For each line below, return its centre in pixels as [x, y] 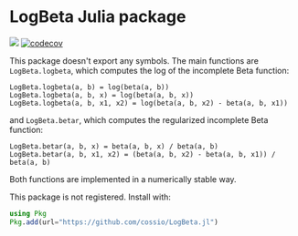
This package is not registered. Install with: [90, 197]
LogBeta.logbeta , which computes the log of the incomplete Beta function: [149, 70]
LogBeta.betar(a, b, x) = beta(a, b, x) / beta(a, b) [114, 146]
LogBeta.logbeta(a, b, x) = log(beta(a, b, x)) [102, 95]
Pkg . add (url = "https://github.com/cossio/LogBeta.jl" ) [114, 222]
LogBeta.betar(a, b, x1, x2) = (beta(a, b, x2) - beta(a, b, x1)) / [143, 154]
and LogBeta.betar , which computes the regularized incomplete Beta [139, 119]
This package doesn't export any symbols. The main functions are [134, 60]
